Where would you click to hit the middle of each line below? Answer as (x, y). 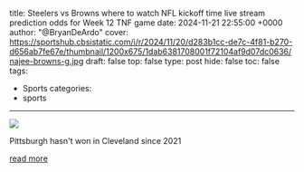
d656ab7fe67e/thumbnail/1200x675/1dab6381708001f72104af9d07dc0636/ (151, 52)
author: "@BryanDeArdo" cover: (69, 32)
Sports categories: (57, 88)
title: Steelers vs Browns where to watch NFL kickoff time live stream (137, 13)
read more (28, 158)
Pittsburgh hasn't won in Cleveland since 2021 (95, 141)
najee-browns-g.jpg (47, 61)
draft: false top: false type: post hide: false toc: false (183, 61)
